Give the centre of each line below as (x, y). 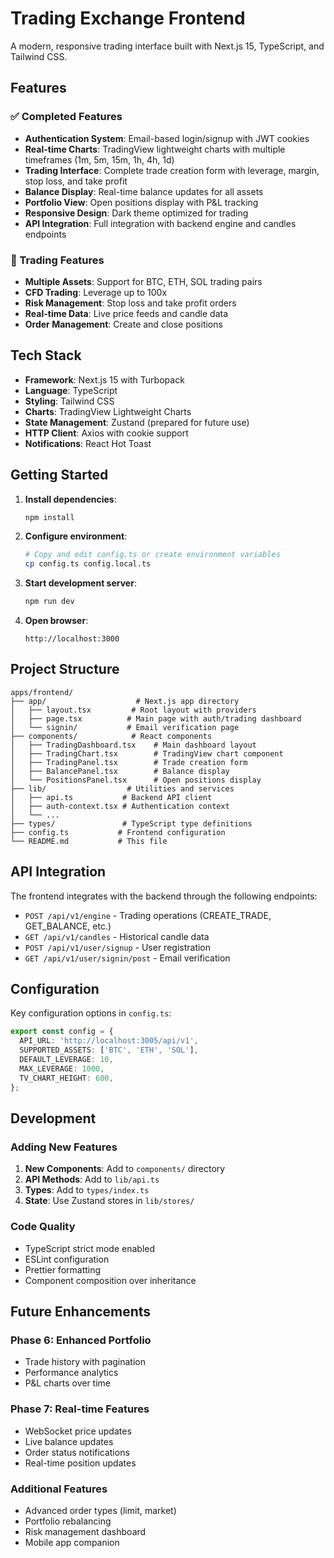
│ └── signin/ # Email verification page (125, 727)
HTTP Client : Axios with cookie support (106, 433)
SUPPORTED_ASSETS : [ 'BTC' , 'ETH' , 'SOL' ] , (109, 1050)
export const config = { (62, 1032)
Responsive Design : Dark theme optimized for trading (136, 213)
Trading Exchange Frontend (128, 18)
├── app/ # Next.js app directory (125, 701)
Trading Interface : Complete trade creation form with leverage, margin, (172, 170)
